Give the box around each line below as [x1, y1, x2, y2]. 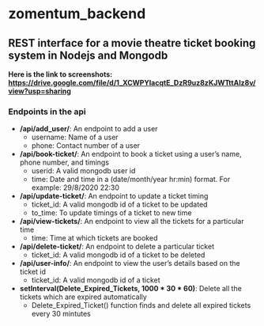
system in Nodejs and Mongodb [8, 48, 168, 62]
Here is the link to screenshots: [8, 70, 113, 79]
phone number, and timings [19, 157, 109, 167]
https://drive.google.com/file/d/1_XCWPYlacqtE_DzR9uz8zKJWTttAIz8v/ [8, 78, 256, 87]
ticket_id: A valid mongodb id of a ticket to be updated [31, 199, 208, 210]
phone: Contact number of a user [31, 141, 141, 150]
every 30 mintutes [31, 309, 91, 319]
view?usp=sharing [8, 86, 71, 96]
